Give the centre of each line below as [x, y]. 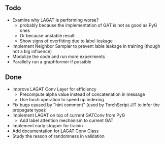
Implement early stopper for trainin [48, 125]
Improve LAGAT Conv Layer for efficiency [54, 89]
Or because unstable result [47, 35]
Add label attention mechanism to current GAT [66, 120]
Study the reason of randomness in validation [58, 136]
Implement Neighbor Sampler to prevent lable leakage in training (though [86, 46]
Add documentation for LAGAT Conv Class [55, 131]
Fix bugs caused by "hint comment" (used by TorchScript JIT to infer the [86, 105]
